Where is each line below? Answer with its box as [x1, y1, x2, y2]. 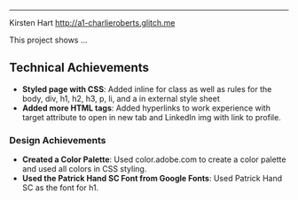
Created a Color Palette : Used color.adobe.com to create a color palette [21, 154, 286, 165]
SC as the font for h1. [21, 182, 99, 193]
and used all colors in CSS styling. [21, 164, 147, 174]
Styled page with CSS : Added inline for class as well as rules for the [21, 83, 272, 94]
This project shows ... [9, 35, 88, 45]
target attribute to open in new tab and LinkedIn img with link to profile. [21, 112, 281, 122]
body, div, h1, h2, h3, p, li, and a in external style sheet [21, 93, 220, 104]
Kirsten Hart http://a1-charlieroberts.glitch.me [9, 18, 176, 27]
